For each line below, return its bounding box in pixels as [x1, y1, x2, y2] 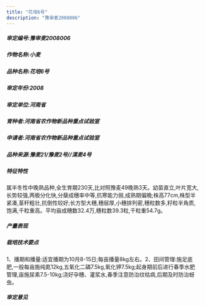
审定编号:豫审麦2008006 [6, 34, 71, 42]
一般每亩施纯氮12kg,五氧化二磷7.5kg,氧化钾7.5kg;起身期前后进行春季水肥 [13, 263, 196, 270]
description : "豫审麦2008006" [6, 15, 81, 21]
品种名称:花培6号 [6, 67, 50, 75]
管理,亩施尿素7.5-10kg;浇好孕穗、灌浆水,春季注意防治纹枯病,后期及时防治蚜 [6, 270, 195, 278]
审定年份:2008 [6, 84, 44, 92]
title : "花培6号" [6, 9, 48, 15]
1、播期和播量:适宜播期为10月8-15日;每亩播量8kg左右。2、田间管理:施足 [6, 255, 188, 262]
